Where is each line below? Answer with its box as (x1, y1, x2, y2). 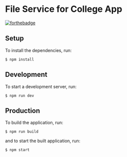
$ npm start (5, 148, 30, 153)
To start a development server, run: (5, 83, 77, 90)
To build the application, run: (5, 120, 63, 126)
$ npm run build (5, 129, 39, 134)
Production (5, 106, 41, 115)
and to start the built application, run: (5, 138, 81, 144)
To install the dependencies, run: (5, 47, 72, 53)
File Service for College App (5, 3, 123, 15)
